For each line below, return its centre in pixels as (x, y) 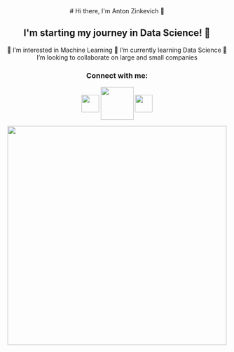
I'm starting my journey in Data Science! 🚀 (117, 33)
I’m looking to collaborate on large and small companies (117, 57)
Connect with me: (117, 75)
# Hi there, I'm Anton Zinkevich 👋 (117, 11)
